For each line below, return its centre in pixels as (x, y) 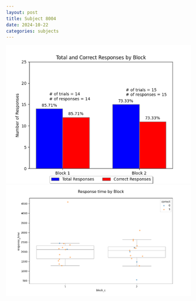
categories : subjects (33, 31)
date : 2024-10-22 (27, 25)
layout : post (22, 12)
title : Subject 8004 (31, 18)
